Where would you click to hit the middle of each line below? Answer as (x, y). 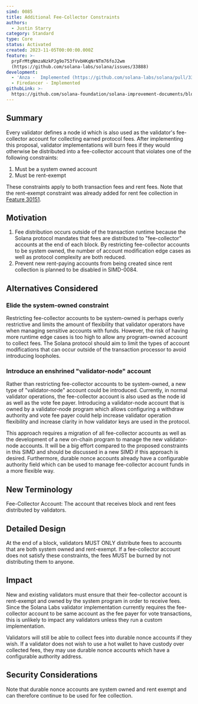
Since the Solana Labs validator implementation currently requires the (91, 607)
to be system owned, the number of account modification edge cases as (103, 251)
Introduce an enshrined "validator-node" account (79, 371)
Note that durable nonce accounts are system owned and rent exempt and (96, 689)
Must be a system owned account (56, 169)
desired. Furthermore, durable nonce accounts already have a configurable (97, 458)
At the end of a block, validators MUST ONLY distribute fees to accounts (94, 542)
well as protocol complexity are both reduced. (70, 257)
